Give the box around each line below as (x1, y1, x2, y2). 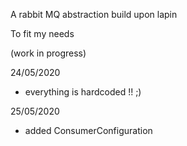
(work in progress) (10, 47, 87, 59)
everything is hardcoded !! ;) (24, 86, 142, 98)
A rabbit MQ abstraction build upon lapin (10, 9, 178, 20)
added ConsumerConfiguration (24, 125, 153, 136)
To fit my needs (10, 28, 75, 39)
